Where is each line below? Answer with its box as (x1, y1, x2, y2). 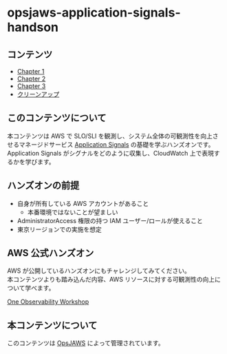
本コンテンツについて (7, 319, 98, 331)
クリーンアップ (17, 90, 60, 98)
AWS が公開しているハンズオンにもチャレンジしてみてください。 (7, 267, 191, 275)
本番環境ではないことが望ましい (27, 208, 118, 216)
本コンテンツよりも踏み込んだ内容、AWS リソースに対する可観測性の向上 (7, 275, 215, 284)
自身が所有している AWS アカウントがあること (17, 199, 149, 207)
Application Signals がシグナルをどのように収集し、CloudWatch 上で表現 (7, 149, 215, 157)
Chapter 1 (17, 67, 45, 75)
